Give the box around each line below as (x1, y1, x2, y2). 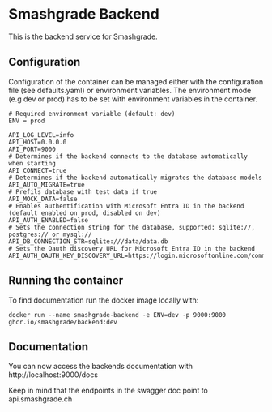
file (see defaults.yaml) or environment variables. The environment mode (8, 85, 252, 95)
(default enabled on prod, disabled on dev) (8, 208, 161, 217)
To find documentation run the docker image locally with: (8, 295, 199, 305)
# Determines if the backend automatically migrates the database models (8, 174, 263, 182)
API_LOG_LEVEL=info (8, 131, 74, 139)
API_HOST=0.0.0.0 (8, 138, 67, 146)
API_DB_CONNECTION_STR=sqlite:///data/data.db (8, 237, 168, 246)
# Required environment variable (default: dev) (8, 109, 176, 118)
